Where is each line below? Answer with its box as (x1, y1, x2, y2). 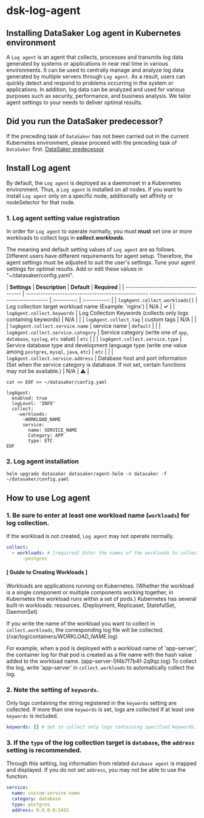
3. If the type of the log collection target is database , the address (6, 738, 195, 747)
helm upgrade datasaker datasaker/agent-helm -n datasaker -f (6, 471, 167, 477)
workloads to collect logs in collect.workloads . (6, 234, 125, 241)
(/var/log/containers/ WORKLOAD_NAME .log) (6, 633, 118, 640)
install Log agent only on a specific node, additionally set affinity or (6, 192, 174, 199)
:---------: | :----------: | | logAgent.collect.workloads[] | (52, 296, 198, 303)
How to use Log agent (6, 493, 90, 503)
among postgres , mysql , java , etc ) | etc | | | (6, 348, 114, 355)
